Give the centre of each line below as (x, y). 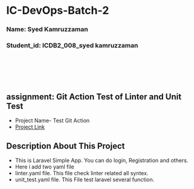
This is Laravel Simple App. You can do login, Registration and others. (102, 161)
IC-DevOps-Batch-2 (58, 11)
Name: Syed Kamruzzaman (47, 29)
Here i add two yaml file (44, 167)
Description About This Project (66, 146)
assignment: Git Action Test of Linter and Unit (94, 97)
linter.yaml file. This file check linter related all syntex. (82, 173)
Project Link (30, 127)
